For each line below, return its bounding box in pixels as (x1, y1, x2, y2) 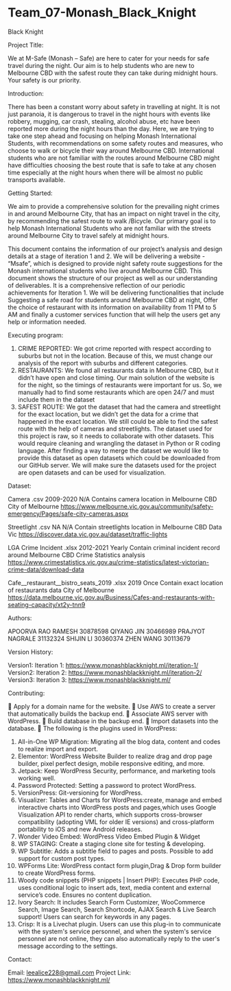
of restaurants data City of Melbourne (8, 586, 115, 594)
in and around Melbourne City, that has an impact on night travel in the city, (8, 209, 221, 218)
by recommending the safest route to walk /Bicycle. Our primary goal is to (8, 216, 217, 225)
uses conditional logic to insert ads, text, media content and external (17, 883, 211, 891)
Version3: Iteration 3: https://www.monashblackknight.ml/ (8, 675, 171, 684)
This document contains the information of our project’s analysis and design (8, 244, 223, 253)
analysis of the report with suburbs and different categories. (17, 358, 188, 367)
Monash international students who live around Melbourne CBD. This (8, 266, 202, 275)
